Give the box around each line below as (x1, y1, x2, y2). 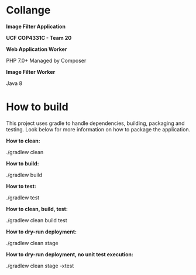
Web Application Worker (6, 45, 67, 53)
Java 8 (6, 80, 22, 87)
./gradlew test (6, 194, 40, 201)
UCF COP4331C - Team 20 (6, 34, 72, 41)
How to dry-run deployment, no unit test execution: (6, 250, 133, 258)
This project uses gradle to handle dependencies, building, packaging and (6, 120, 185, 127)
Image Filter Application (6, 23, 66, 30)
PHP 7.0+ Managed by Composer (6, 57, 87, 64)
